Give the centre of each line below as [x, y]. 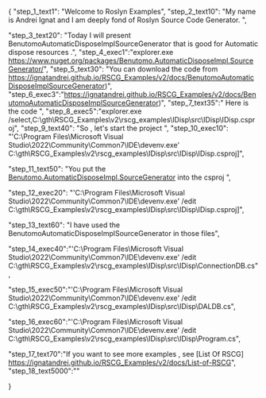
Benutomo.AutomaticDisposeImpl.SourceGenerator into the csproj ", [120, 177]
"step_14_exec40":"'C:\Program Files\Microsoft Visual [96, 249]
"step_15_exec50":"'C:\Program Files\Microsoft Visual [96, 290]
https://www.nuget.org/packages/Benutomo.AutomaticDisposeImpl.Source [131, 60]
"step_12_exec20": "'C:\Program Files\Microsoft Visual [96, 193]
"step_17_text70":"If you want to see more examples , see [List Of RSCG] [126, 354]
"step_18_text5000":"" [44, 371]
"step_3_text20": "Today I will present [69, 35]
